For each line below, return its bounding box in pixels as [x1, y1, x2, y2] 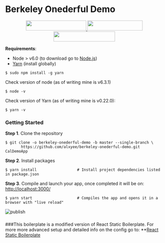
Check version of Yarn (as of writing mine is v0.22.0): [5, 97, 115, 103]
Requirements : [5, 45, 37, 51]
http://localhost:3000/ [5, 186, 51, 192]
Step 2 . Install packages [5, 158, 55, 164]
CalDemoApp [5, 149, 28, 154]
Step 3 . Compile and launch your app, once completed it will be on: [5, 181, 144, 187]
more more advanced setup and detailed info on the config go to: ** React [5, 227, 159, 233]
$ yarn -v [5, 107, 26, 112]
